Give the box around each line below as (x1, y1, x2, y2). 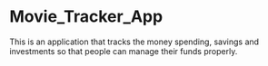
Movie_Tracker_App (9, 6, 164, 27)
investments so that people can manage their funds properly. (9, 45, 238, 56)
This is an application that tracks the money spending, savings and (9, 36, 260, 47)
